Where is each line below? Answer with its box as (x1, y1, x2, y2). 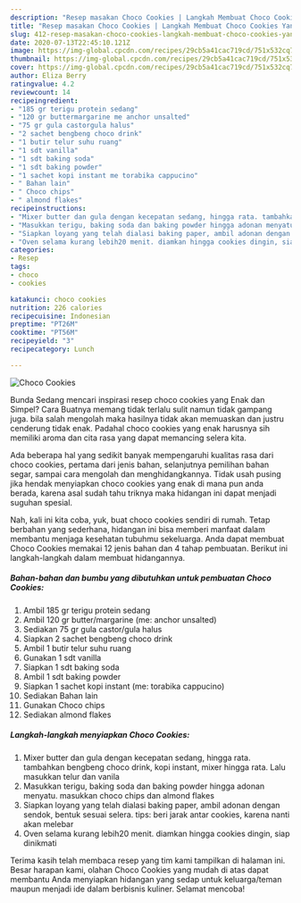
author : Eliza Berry (10, 71, 88, 80)
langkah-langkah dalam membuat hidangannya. (10, 552, 186, 563)
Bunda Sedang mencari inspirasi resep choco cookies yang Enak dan (10, 394, 265, 405)
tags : (10, 263, 30, 272)
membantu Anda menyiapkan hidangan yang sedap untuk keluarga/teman (10, 874, 282, 884)
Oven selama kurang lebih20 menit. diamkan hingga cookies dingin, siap (22, 828, 290, 839)
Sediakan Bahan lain (22, 690, 98, 701)
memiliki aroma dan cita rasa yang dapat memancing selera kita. (10, 432, 247, 443)
